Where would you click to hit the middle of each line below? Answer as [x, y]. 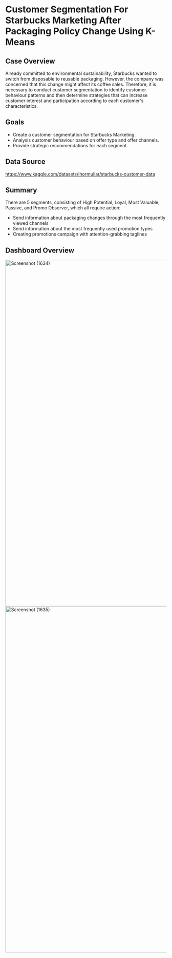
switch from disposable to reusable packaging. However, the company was [84, 79]
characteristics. [22, 106]
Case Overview [30, 61]
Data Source [25, 162]
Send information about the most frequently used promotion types [82, 229]
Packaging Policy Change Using [74, 31]
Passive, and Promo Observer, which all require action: [63, 208]
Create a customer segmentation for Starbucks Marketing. [74, 134]
